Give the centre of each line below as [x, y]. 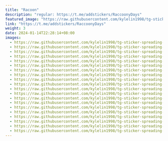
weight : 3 [15, 28]
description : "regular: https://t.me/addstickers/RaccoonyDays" [73, 14]
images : [13, 38]
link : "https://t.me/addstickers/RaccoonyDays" [56, 24]
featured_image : [22, 19]
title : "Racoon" [22, 10]
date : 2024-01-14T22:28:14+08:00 [40, 33]
